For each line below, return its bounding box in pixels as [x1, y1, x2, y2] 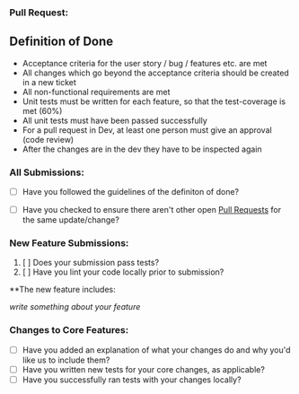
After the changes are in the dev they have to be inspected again [22, 144, 262, 154]
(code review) [22, 134, 75, 144]
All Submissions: [9, 166, 85, 179]
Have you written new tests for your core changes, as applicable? [22, 363, 265, 374]
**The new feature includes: [9, 285, 116, 295]
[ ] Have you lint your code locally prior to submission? [22, 267, 224, 277]
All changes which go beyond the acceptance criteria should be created [22, 67, 289, 78]
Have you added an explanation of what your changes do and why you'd [22, 344, 291, 355]
